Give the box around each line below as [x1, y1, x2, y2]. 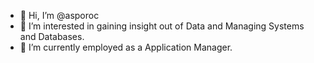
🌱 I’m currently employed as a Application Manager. [19, 41, 233, 53]
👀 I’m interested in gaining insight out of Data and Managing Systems [19, 20, 305, 32]
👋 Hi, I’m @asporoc [19, 10, 100, 21]
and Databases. [19, 31, 85, 42]
